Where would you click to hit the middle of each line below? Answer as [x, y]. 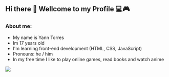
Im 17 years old [29, 43]
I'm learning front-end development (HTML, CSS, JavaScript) [77, 48]
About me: [19, 26]
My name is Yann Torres [38, 37]
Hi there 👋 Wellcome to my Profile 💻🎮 [68, 9]
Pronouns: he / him [33, 54]
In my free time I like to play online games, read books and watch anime [88, 59]
